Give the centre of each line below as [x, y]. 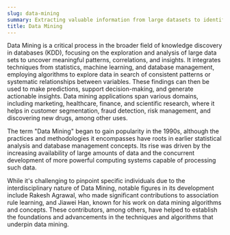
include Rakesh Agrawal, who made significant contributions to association [113, 195]
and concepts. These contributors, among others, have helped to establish [112, 210]
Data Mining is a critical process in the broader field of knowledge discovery [115, 46]
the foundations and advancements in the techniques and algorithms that [110, 217]
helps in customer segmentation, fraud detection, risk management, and [109, 111]
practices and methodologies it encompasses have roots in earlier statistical [114, 139]
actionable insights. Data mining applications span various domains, [103, 96]
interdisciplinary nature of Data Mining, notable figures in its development [111, 188]
